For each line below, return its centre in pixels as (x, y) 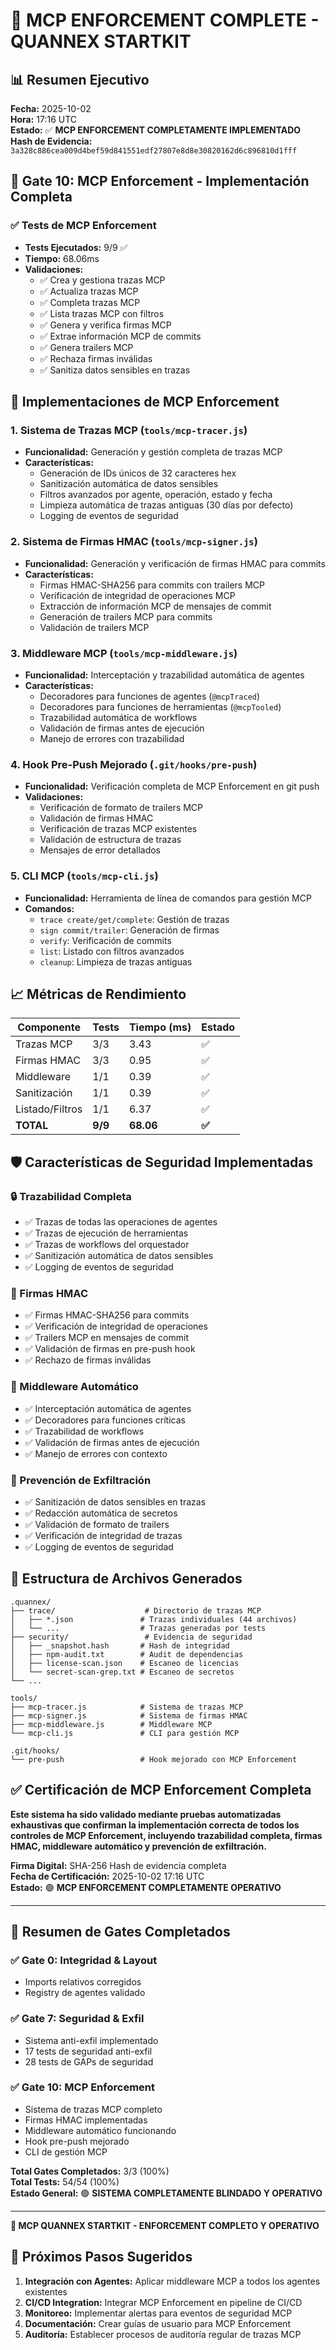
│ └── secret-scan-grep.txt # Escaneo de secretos (122, 1672)
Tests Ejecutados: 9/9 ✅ (76, 247)
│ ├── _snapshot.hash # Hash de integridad (120, 1645)
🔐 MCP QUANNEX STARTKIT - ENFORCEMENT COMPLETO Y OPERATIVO (165, 2225)
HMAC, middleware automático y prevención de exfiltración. (138, 1846)
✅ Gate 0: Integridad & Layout (84, 1960)
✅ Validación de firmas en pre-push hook (110, 1349)
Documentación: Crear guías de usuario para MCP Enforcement (157, 2323)
